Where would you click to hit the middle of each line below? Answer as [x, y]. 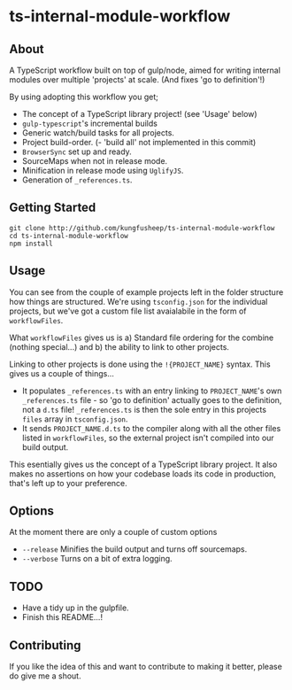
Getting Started [53, 208]
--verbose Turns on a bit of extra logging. [97, 559]
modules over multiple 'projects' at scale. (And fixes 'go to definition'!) [137, 80]
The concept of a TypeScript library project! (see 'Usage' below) [140, 114]
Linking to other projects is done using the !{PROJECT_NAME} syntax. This [140, 364]
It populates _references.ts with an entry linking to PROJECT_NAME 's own [152, 391]
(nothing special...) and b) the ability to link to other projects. [119, 346]
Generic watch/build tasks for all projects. [98, 133]
